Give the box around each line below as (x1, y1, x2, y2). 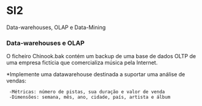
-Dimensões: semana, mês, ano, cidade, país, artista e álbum (9, 94, 171, 101)
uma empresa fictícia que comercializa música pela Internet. (6, 59, 158, 67)
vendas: (6, 77, 26, 85)
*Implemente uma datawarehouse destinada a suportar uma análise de (6, 71, 186, 78)
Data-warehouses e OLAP (6, 39, 85, 47)
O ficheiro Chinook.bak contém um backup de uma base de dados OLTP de (6, 53, 197, 60)
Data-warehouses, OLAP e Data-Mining (6, 24, 106, 31)
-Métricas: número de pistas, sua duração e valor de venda (9, 89, 165, 95)
